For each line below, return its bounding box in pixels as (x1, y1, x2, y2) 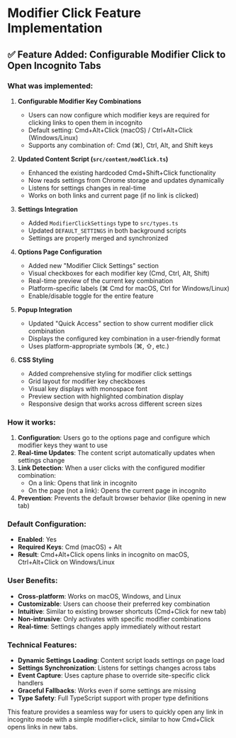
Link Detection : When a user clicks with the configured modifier (17, 464, 206, 472)
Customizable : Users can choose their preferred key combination (17, 599, 210, 608)
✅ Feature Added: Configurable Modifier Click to (7, 48, 226, 60)
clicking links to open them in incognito (28, 118, 143, 127)
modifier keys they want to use (17, 441, 108, 449)
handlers (17, 679, 44, 688)
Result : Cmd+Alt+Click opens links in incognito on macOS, (17, 550, 190, 559)
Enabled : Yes (17, 535, 57, 544)
